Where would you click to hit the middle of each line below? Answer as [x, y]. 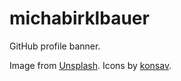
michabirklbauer [79, 18]
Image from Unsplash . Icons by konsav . [90, 65]
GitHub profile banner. [55, 46]
